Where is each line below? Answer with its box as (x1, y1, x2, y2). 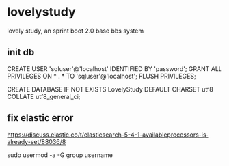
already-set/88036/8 (7, 137, 66, 146)
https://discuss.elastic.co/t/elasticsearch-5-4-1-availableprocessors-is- (7, 130, 210, 139)
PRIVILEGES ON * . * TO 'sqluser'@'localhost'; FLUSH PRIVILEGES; (7, 72, 196, 80)
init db (7, 46, 35, 58)
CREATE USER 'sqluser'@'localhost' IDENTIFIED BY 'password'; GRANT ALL (7, 64, 222, 72)
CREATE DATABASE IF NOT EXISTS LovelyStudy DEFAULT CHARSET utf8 (7, 85, 213, 93)
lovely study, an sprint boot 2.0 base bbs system (7, 27, 144, 35)
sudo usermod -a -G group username (7, 151, 113, 159)
